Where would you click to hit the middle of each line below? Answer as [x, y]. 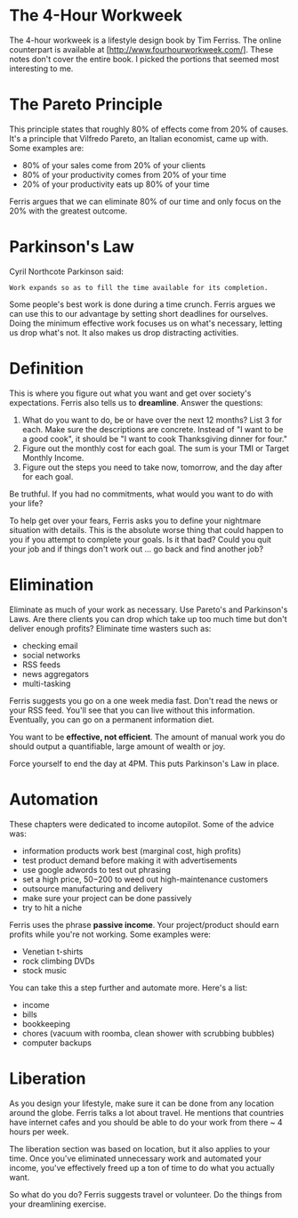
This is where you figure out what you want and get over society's [130, 393]
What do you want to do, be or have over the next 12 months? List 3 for [152, 420]
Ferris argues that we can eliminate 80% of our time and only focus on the [145, 201]
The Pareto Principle [86, 105]
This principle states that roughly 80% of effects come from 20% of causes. [149, 129]
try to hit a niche [52, 907]
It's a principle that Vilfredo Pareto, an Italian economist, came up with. [139, 138]
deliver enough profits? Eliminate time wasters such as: [110, 628]
